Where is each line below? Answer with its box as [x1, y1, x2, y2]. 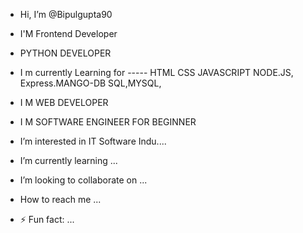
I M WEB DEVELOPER [19, 97, 109, 108]
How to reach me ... [19, 194, 102, 205]
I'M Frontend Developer [19, 28, 118, 39]
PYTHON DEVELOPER [19, 47, 112, 59]
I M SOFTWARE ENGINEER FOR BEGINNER [19, 116, 197, 128]
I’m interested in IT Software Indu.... [19, 135, 167, 147]
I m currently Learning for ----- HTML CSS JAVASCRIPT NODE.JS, [19, 67, 294, 78]
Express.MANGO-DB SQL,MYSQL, [19, 77, 162, 89]
